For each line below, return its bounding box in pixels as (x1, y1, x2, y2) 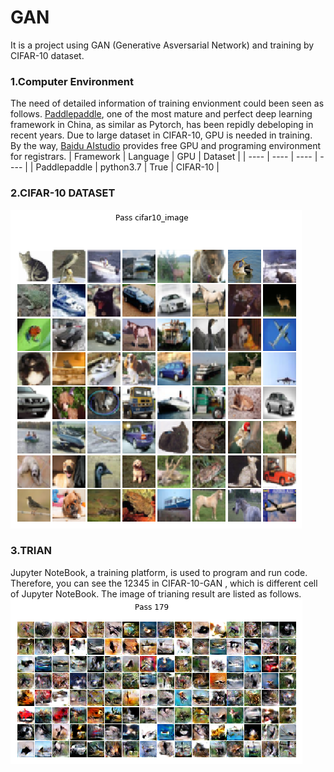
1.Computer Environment (10, 74, 134, 88)
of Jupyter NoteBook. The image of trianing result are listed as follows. (10, 587, 302, 600)
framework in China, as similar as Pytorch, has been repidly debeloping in (10, 119, 314, 131)
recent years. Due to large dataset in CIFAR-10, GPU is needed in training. (10, 129, 313, 141)
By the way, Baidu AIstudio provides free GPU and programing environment (10, 140, 321, 152)
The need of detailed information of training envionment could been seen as (10, 97, 325, 110)
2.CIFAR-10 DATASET (10, 186, 116, 200)
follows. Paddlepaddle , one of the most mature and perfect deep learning (10, 108, 313, 120)
